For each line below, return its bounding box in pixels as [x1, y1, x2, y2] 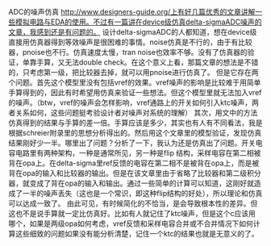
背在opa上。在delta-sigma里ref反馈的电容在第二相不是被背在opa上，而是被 [8, 158, 260, 168]
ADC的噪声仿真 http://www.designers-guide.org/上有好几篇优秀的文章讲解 [8, 7, 256, 16]
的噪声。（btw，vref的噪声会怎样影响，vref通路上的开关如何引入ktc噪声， [8, 98, 252, 107]
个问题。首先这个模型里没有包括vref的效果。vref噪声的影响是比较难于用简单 [8, 77, 261, 87]
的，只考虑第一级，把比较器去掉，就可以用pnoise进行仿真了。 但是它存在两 [8, 68, 260, 77]
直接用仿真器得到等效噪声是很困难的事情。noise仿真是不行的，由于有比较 [8, 37, 252, 47]
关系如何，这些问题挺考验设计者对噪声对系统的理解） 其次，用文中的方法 [15, 108, 258, 117]
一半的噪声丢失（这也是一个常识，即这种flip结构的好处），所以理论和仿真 [22, 189, 263, 198]
